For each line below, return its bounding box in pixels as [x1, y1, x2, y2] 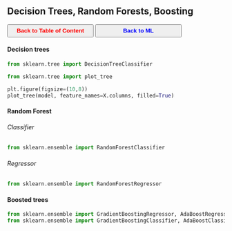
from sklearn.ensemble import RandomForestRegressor [7, 181, 162, 187]
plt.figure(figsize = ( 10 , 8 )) [7, 86, 88, 93]
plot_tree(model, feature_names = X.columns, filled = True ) [7, 92, 175, 99]
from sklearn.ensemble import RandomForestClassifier [7, 145, 166, 151]
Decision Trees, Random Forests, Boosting [7, 6, 193, 17]
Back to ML [123, 27, 154, 35]
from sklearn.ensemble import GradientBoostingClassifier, [7, 217, 181, 224]
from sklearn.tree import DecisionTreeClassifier [7, 61, 153, 68]
